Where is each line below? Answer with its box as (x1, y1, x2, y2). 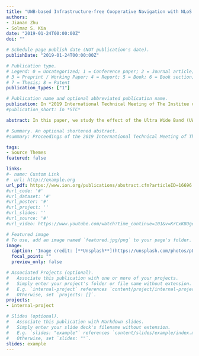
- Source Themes (6, 150, 46, 156)
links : (6, 166, 23, 172)
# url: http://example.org (6, 177, 76, 183)
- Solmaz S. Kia (6, 25, 46, 31)
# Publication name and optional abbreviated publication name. (6, 96, 168, 102)
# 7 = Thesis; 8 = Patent (6, 79, 70, 86)
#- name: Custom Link (6, 171, 60, 177)
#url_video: (6, 221, 36, 226)
